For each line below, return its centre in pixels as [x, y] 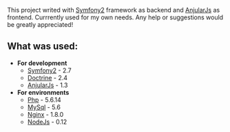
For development [42, 63]
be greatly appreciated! [40, 25]
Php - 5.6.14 [44, 100]
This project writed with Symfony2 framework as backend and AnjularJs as [114, 10]
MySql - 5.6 [44, 107]
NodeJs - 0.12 [47, 122]
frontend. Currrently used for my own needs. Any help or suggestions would [115, 17]
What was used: [43, 47]
